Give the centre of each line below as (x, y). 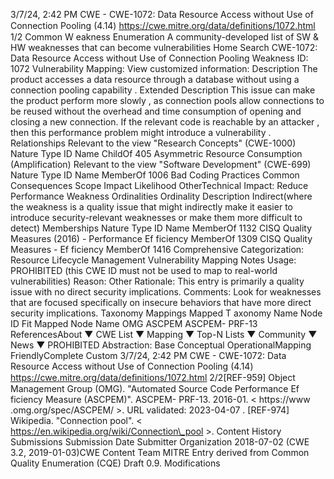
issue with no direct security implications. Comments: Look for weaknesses (166, 292)
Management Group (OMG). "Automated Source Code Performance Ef (155, 388)
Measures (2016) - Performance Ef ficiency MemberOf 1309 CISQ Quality (161, 238)
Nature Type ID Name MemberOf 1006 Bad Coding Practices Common (155, 175)
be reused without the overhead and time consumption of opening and (156, 111)
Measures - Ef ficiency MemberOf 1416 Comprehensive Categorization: (157, 249)
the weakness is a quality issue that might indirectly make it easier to (151, 207)
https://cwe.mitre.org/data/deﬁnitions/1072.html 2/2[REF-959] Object (153, 377)
